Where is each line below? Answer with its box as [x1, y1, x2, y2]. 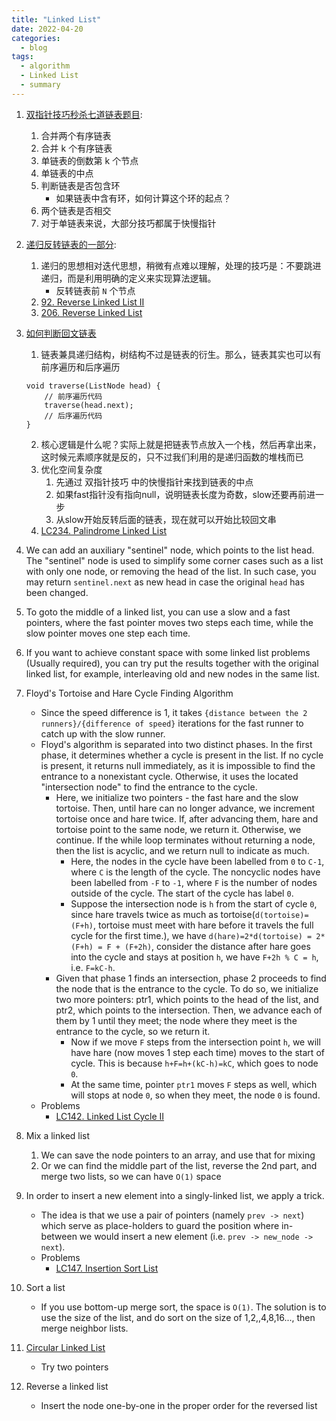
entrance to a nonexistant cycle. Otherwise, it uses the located [40, 770, 299, 782]
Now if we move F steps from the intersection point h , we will [70, 1036, 321, 1048]
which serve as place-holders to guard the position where [40, 1219, 280, 1231]
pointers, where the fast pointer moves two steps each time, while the [25, 616, 314, 628]
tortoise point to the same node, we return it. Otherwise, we [55, 823, 302, 835]
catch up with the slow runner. [40, 727, 166, 740]
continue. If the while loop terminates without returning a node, [55, 834, 316, 846]
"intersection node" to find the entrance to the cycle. [40, 781, 258, 793]
